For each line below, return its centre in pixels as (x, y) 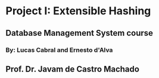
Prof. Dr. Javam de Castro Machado (72, 69)
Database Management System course (79, 33)
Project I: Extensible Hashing (78, 11)
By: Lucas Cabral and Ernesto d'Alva (59, 50)
